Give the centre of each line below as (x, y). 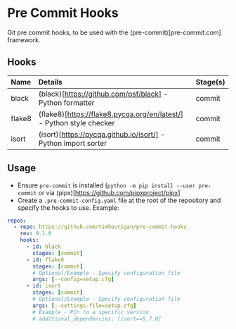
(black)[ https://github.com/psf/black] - (103, 94)
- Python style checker (77, 123)
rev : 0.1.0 (36, 234)
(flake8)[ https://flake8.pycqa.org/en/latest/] (111, 114)
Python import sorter (73, 143)
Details (50, 82)
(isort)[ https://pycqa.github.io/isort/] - (101, 134)
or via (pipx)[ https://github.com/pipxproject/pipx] (109, 192)
